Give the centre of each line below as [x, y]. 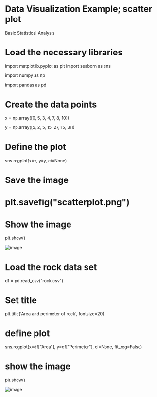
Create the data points [51, 104]
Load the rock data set [51, 267]
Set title [21, 300]
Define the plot [36, 147]
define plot [27, 334]
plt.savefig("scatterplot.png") [67, 202]
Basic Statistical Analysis [30, 33]
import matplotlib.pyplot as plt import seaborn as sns [58, 66]
